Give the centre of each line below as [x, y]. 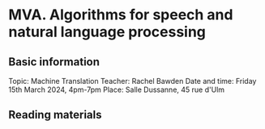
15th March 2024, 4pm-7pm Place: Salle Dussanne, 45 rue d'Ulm [117, 89]
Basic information [54, 62]
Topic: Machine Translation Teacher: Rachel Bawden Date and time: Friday [132, 81]
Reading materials [56, 115]
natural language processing [107, 32]
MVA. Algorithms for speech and [121, 15]
